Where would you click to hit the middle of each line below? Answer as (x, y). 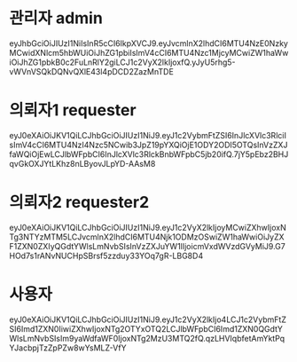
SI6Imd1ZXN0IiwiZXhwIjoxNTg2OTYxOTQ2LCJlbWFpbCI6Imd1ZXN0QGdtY (146, 328)
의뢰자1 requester (73, 110)
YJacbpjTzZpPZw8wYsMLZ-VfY (68, 348)
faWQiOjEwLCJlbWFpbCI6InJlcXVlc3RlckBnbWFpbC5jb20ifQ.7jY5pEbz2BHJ (149, 154)
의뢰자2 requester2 (79, 203)
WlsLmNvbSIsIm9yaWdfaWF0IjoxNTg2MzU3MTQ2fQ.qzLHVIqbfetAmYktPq (147, 338)
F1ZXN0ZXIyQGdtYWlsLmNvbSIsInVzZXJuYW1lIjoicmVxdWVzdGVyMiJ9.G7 (147, 246)
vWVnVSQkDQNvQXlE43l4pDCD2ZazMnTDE (92, 71)
